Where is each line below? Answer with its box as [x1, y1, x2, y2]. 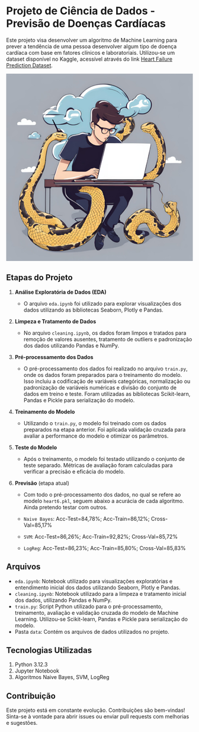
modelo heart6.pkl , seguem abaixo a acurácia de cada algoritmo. [23, 497, 185, 504]
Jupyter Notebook [14, 667, 59, 674]
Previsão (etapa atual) [14, 479, 70, 486]
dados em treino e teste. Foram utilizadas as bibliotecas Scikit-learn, [23, 390, 191, 397]
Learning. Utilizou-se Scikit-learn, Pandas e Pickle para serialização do [14, 615, 188, 623]
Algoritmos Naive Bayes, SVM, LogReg [14, 674, 110, 681]
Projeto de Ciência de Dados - [6, 4, 156, 18]
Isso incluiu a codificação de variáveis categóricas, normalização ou [23, 378, 191, 385]
